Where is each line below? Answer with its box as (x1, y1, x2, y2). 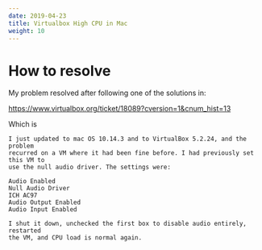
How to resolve (8, 61, 111, 80)
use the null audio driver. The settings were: (8, 163, 172, 172)
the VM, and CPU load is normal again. (8, 234, 143, 242)
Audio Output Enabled (8, 198, 81, 206)
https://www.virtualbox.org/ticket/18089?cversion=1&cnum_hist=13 (8, 104, 231, 114)
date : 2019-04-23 (8, 11, 67, 20)
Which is (8, 119, 38, 129)
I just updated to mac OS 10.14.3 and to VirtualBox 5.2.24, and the (8, 135, 247, 144)
